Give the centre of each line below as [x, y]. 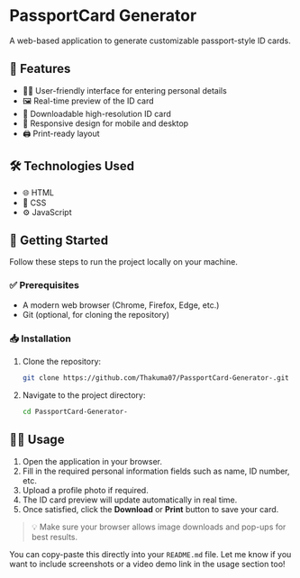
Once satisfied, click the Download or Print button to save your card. [150, 509]
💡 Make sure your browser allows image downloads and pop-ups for [159, 527]
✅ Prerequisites [44, 285]
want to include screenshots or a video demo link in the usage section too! [147, 564]
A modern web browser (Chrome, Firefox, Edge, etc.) [121, 305]
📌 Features [40, 69]
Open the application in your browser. [92, 461]
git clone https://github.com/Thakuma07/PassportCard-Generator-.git [156, 378]
